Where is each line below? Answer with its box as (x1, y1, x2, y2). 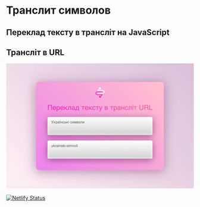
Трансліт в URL (6, 47, 65, 57)
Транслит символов (6, 4, 111, 17)
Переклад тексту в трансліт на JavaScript (6, 27, 170, 37)
